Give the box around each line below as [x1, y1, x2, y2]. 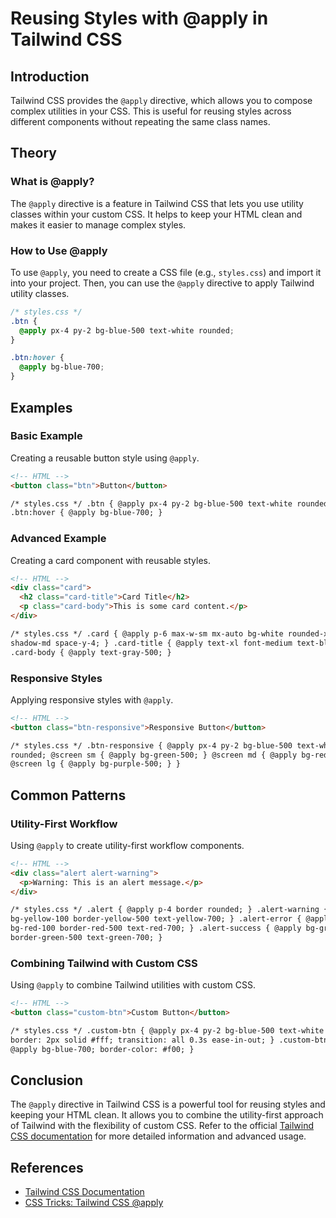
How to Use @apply [10, 243, 108, 257]
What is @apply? [10, 175, 95, 189]
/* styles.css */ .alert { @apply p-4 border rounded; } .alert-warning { [10, 905, 329, 915]
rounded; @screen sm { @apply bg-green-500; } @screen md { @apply [10, 750, 298, 760]
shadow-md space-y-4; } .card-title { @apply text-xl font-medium [10, 638, 293, 648]
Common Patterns [10, 787, 127, 804]
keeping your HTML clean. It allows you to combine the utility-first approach [10, 1109, 324, 1121]
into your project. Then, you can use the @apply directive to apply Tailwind [10, 277, 315, 289]
